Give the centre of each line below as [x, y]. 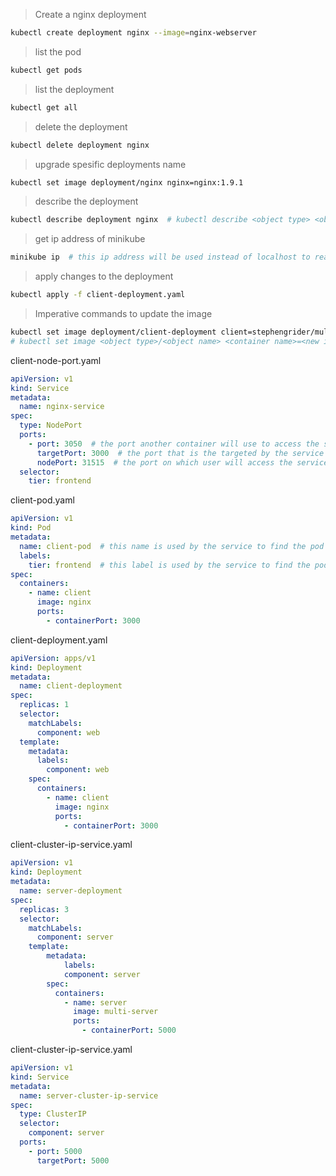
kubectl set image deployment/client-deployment [113, 332]
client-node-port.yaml [56, 360]
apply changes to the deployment [104, 276]
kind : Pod [31, 528]
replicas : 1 [44, 705]
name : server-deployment [71, 891]
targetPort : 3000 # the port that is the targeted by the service [180, 453]
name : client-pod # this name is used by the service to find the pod [172, 546]
